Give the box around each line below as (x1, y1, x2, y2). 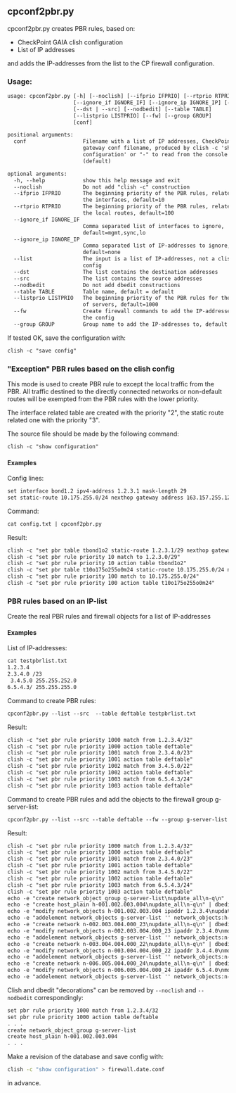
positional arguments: (7, 132, 74, 139)
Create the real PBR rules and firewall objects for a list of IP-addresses (7, 612, 211, 621)
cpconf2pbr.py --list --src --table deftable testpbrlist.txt (7, 710, 197, 717)
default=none (82, 249, 121, 256)
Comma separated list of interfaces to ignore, (82, 222, 225, 229)
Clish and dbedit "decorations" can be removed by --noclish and (7, 985, 197, 994)
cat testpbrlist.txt (7, 657, 68, 664)
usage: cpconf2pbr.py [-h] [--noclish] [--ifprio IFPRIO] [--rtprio (7, 93, 212, 100)
